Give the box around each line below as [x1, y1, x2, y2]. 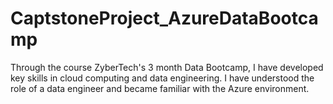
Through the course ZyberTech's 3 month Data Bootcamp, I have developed [10, 61, 324, 73]
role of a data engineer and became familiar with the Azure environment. [10, 82, 310, 94]
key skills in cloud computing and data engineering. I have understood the [10, 72, 315, 84]
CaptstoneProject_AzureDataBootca [10, 7, 319, 30]
